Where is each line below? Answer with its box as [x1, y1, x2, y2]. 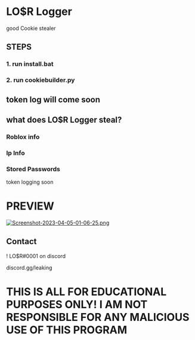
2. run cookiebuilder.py [6, 76, 75, 84]
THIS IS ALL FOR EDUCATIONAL [6, 285, 167, 299]
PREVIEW [6, 199, 55, 213]
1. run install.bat [6, 60, 54, 68]
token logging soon [6, 178, 54, 186]
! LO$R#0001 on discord [6, 252, 66, 259]
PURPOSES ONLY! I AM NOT [6, 298, 148, 311]
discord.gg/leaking [6, 264, 52, 271]
